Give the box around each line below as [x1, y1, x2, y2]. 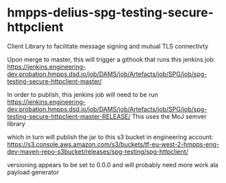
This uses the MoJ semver [131, 112, 207, 121]
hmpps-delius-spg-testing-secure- [7, 5, 214, 21]
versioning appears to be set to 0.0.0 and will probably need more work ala [7, 160, 219, 169]
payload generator [7, 168, 60, 176]
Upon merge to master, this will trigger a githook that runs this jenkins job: [7, 55, 216, 63]
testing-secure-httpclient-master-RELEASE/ [7, 112, 131, 121]
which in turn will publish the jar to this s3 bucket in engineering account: [7, 132, 214, 141]
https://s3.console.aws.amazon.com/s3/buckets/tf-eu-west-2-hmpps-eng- [7, 140, 220, 148]
